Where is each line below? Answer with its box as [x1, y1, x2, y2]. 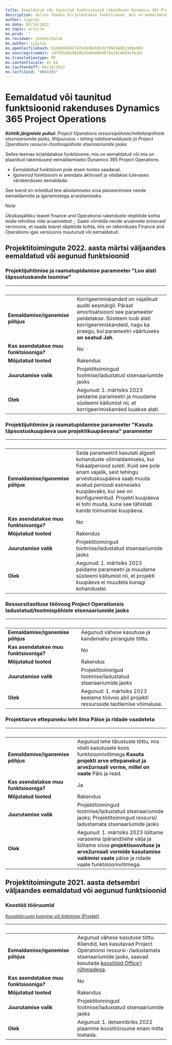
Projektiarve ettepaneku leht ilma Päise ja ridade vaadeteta [5, 716, 155, 723]
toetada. [77, 1031, 97, 1038]
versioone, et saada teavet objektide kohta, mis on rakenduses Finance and [5, 223, 165, 230]
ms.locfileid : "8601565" [5, 70, 58, 75]
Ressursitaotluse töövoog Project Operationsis [5, 600, 124, 607]
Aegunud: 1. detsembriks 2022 [77, 1018, 153, 1026]
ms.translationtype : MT [5, 55, 56, 60]
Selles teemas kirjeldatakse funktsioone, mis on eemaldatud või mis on [5, 151, 155, 157]
